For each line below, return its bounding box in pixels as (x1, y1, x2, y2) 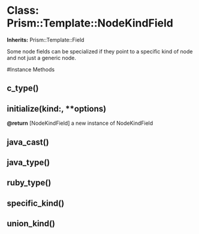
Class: (7, 4, 40, 17)
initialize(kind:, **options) (7, 103, 107, 114)
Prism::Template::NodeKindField (7, 16, 173, 30)
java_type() (7, 157, 50, 167)
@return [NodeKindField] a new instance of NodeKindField (7, 119, 153, 127)
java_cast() (7, 137, 50, 147)
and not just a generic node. (7, 54, 77, 61)
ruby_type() (7, 178, 52, 188)
